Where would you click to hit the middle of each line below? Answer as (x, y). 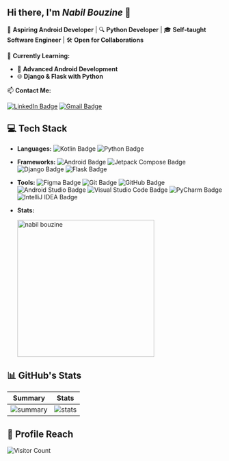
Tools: (26, 182)
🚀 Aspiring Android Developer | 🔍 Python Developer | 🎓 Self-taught (107, 29)
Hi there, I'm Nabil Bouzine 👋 (69, 13)
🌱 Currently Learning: (39, 55)
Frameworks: (36, 162)
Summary (29, 398)
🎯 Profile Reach (40, 434)
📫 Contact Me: (29, 90)
